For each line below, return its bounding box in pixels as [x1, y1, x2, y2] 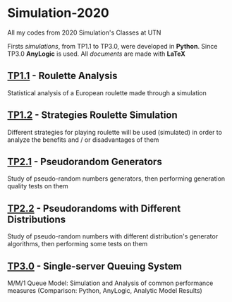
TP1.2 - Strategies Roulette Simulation [7, 109, 178, 121]
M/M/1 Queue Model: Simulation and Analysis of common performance [7, 279, 214, 287]
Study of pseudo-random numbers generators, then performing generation [7, 174, 226, 183]
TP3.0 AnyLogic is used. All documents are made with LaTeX [7, 49, 185, 58]
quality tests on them [7, 182, 68, 191]
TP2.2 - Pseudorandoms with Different [7, 203, 181, 215]
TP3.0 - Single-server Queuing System [7, 260, 182, 272]
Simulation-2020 [7, 5, 109, 21]
